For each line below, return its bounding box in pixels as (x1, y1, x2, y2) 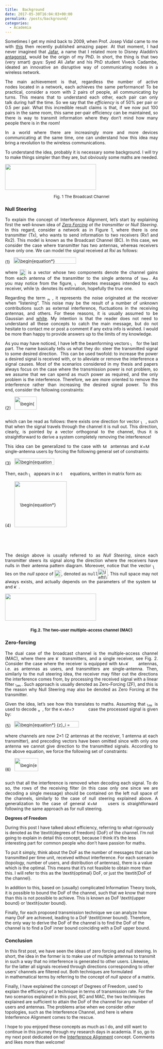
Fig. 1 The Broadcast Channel (53, 194, 110, 200)
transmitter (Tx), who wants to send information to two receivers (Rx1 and (5, 232, 158, 238)
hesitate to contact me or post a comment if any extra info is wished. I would (5, 326, 158, 332)
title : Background (5, 7, 45, 12)
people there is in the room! (5, 120, 60, 126)
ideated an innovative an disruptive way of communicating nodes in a (5, 64, 158, 70)
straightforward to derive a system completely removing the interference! (5, 434, 151, 440)
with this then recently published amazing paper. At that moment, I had (5, 44, 159, 50)
